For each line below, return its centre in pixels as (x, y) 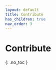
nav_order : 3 (19, 24)
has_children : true (25, 19)
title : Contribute (24, 14)
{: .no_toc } (16, 62)
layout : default (22, 10)
